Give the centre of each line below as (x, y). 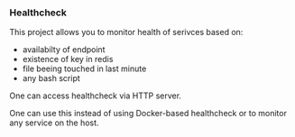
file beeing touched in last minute (84, 68)
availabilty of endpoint (64, 50)
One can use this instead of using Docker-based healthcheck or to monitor (148, 114)
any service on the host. (54, 123)
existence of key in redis (68, 59)
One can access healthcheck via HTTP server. (96, 96)
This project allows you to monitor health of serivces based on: (126, 32)
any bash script (51, 78)
